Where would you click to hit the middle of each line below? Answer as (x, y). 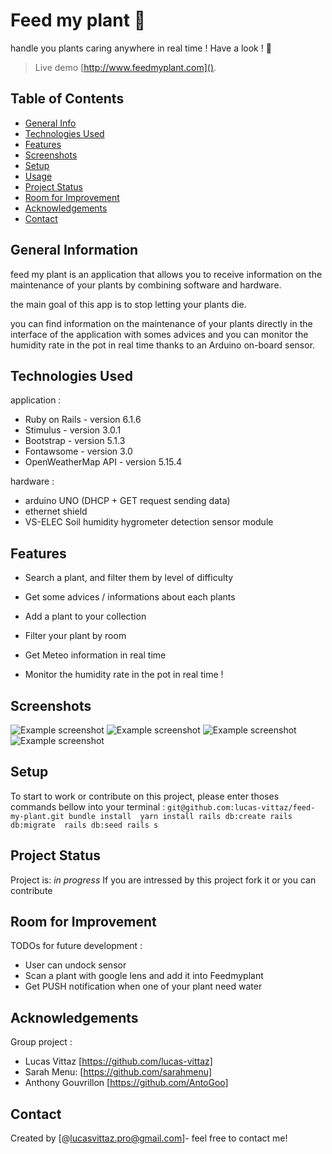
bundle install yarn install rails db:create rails (180, 816)
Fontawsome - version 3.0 (78, 451)
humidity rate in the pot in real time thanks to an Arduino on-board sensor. (163, 345)
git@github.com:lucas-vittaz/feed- (241, 807)
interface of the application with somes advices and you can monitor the (159, 334)
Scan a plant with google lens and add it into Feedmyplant (144, 976)
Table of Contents (67, 99)
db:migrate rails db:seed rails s (84, 825)
